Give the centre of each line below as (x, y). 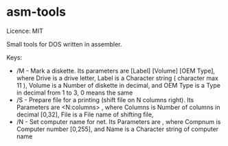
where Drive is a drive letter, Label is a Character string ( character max (117, 78)
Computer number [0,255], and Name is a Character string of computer (117, 129)
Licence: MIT (25, 31)
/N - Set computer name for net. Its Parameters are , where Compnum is (118, 121)
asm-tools (36, 12)
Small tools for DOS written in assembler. (64, 44)
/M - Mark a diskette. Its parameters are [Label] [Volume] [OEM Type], (116, 71)
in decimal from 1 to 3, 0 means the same (75, 93)
